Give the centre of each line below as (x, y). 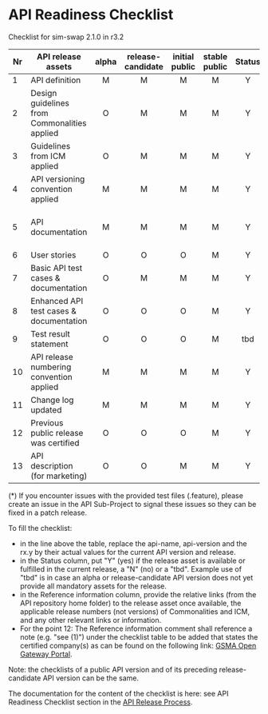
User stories (53, 255)
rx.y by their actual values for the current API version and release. (128, 552)
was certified (55, 443)
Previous (47, 423)
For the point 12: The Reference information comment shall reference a (136, 628)
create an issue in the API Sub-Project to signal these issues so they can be (132, 504)
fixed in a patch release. (48, 513)
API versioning (58, 179)
